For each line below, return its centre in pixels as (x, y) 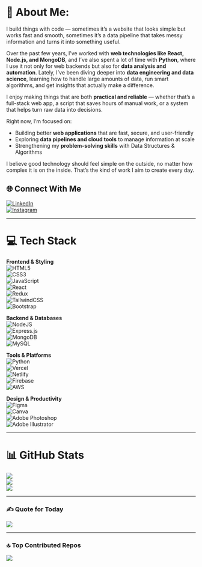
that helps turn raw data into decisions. (55, 109)
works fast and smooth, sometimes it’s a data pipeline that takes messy (94, 35)
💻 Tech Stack (41, 241)
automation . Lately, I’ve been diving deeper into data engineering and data (100, 72)
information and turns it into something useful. (63, 41)
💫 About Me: (38, 12)
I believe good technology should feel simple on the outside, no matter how (99, 163)
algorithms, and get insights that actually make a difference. (80, 85)
